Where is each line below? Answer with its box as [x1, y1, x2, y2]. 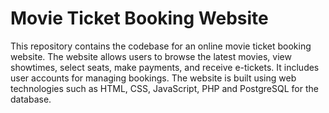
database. [10, 93, 52, 105]
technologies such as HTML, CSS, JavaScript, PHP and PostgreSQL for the [10, 82, 319, 94]
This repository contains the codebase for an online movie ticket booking [10, 40, 312, 52]
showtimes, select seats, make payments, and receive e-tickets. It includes [10, 61, 320, 73]
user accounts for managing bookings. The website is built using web [10, 72, 297, 84]
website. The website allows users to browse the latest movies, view [10, 50, 292, 62]
